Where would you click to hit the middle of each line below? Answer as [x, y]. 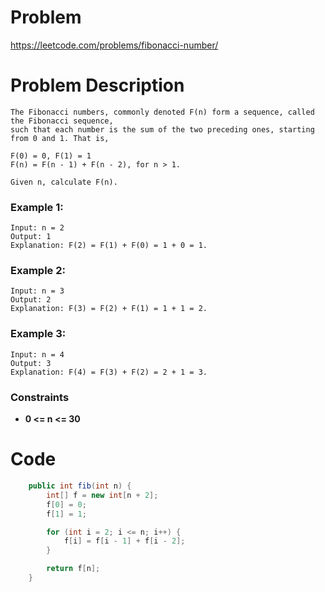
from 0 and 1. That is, [60, 138]
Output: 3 [31, 363]
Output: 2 [31, 300]
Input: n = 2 [37, 228]
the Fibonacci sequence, [62, 121]
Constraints [40, 397]
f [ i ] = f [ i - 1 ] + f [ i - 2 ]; [124, 541]
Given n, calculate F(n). [64, 182]
